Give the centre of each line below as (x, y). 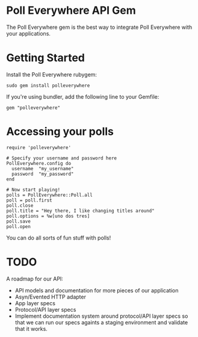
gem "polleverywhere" (33, 108)
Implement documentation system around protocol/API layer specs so (101, 316)
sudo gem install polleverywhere (48, 85)
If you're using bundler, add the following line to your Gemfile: (83, 96)
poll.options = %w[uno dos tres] (48, 216)
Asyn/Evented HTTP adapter (50, 297)
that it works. (31, 329)
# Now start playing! (33, 190)
